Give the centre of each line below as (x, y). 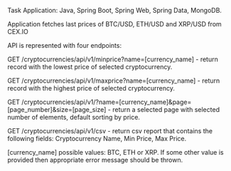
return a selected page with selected (166, 109)
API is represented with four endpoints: (65, 45)
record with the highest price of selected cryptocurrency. (91, 88)
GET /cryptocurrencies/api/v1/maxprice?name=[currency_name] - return (114, 81)
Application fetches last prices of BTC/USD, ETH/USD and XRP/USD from (114, 24)
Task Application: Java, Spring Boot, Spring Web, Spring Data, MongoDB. (115, 10)
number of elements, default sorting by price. (74, 117)
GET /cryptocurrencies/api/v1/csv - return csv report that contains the (110, 131)
